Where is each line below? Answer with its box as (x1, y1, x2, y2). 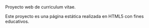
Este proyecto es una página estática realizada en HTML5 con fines (5, 14, 144, 19)
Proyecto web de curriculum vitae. (5, 4, 76, 10)
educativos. (5, 19, 29, 24)
